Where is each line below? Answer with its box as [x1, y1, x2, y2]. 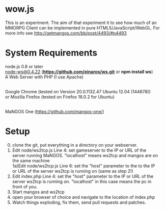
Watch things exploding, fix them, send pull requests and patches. [12, 199, 146, 205]
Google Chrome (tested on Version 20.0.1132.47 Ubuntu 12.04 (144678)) [5, 88, 151, 94]
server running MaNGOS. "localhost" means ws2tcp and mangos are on [12, 152, 158, 158]
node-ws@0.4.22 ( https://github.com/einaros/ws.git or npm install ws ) [5, 69, 153, 75]
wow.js [5, 3, 34, 15]
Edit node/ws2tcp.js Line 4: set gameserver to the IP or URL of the [12, 147, 146, 153]
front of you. [12, 184, 38, 189]
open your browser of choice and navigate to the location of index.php [12, 194, 155, 200]
